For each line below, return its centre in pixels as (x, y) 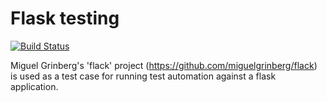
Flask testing (65, 18)
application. (34, 86)
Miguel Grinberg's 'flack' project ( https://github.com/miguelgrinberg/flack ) (164, 65)
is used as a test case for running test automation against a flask (143, 76)
